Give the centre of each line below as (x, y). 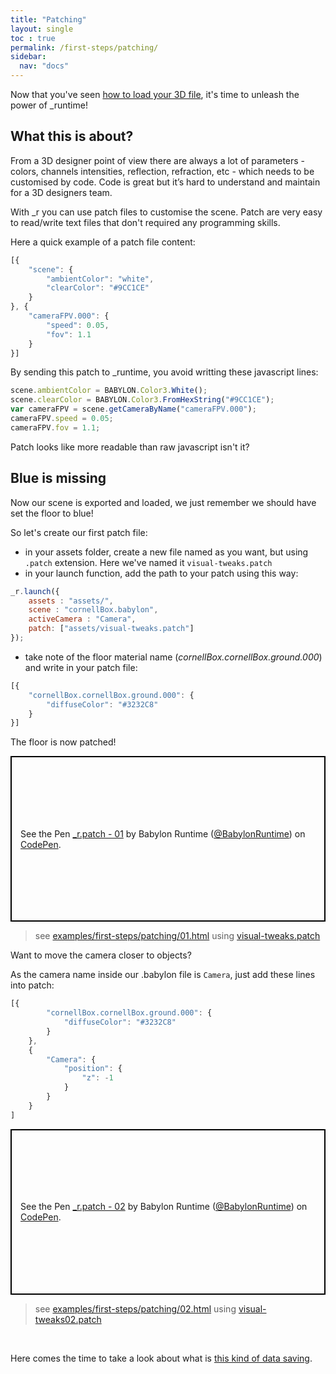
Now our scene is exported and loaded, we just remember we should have (163, 502)
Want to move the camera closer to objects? (101, 955)
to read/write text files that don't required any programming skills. (145, 222)
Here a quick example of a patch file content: (103, 242)
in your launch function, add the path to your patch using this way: (161, 573)
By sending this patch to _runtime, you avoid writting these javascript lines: (164, 372)
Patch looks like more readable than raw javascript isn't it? (130, 447)
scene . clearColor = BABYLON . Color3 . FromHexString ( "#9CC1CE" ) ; (142, 400)
